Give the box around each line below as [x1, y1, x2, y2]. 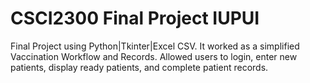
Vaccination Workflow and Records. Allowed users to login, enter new [10, 50, 298, 62]
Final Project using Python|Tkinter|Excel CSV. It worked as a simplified [10, 40, 300, 52]
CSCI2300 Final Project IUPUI [10, 7, 260, 30]
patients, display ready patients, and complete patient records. [10, 61, 269, 73]
